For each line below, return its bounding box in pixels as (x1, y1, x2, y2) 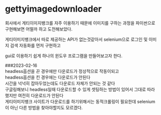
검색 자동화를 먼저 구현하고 (10, 42, 61, 48)
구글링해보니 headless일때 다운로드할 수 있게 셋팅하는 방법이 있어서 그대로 (5, 86, 146, 92)
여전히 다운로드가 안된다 (17, 92, 64, 98)
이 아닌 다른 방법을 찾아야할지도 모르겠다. (5, 104, 83, 110)
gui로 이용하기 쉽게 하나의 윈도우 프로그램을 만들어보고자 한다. (5, 52, 123, 59)
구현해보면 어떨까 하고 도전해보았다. (5, 26, 73, 32)
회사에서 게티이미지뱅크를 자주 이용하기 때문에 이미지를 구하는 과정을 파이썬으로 (5, 20, 156, 26)
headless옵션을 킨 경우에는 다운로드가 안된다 (5, 74, 91, 80)
